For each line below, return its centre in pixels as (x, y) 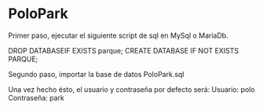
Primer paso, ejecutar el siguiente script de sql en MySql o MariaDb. (119, 35)
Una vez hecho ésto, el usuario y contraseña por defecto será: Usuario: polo (131, 89)
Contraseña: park (37, 97)
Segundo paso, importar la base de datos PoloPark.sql (96, 74)
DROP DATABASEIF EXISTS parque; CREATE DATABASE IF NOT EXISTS (124, 50)
